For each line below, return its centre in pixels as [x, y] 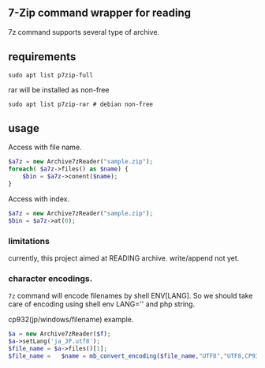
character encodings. [50, 278]
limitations [29, 241]
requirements [42, 57]
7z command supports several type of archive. [84, 32]
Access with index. [39, 199]
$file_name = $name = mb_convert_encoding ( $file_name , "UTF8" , [116, 356]
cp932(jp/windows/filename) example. [71, 320]
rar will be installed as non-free [59, 89]
